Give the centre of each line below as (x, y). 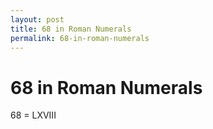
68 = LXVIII (33, 115)
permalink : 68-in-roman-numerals (80, 38)
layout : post (37, 19)
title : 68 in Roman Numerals (71, 29)
